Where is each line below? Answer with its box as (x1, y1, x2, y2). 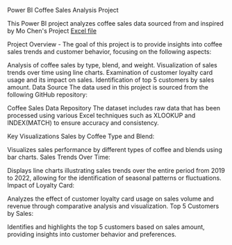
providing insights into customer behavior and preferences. (7, 230, 177, 238)
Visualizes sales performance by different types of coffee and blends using (7, 146, 222, 153)
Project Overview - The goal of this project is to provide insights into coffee (7, 40, 223, 48)
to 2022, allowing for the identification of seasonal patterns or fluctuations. (7, 174, 222, 182)
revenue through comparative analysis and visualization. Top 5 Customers (7, 202, 219, 210)
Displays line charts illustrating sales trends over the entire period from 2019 (7, 167, 226, 174)
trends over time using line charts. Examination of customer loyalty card (7, 69, 213, 76)
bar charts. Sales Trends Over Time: (7, 153, 111, 161)
